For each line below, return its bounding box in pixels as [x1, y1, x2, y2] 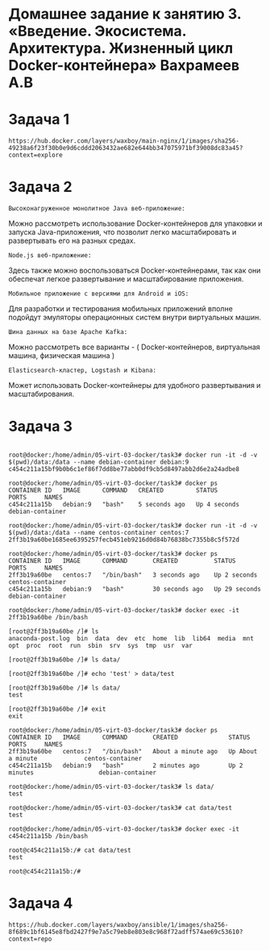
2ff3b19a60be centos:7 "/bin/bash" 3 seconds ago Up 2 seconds [8, 571, 258, 579]
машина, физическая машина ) [8, 351, 115, 361]
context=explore [8, 151, 63, 160]
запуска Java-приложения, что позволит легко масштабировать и [8, 227, 237, 237]
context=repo [8, 935, 52, 943]
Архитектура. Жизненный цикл [8, 40, 234, 57]
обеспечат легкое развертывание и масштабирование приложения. [8, 274, 244, 284]
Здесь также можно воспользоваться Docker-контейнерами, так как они [8, 265, 261, 275]
